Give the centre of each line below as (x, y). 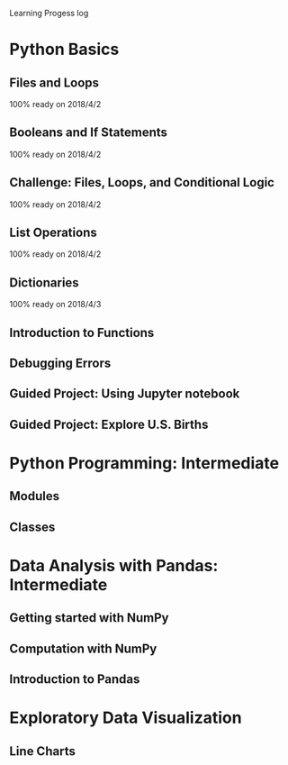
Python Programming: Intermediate (144, 463)
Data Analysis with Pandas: (114, 565)
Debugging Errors (60, 364)
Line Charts (43, 751)
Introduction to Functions (82, 332)
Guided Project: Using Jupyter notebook (125, 394)
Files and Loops (54, 82)
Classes (32, 527)
